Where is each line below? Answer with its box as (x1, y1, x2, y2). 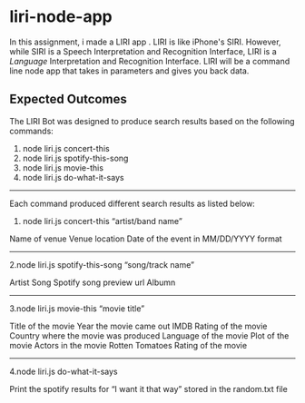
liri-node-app (9, 6, 113, 27)
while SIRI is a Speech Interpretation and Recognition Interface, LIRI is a (9, 45, 277, 56)
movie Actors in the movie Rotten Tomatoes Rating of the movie (9, 339, 248, 350)
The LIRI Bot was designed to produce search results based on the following (9, 115, 295, 126)
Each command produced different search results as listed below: (9, 198, 256, 209)
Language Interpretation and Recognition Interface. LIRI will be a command (9, 55, 290, 66)
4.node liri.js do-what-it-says (9, 366, 118, 377)
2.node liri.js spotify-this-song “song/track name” (9, 259, 195, 270)
